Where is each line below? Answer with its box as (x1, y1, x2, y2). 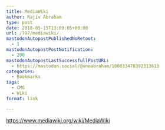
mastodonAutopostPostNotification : (6, 47, 94, 53)
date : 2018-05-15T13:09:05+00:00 (6, 25, 88, 31)
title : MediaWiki (6, 8, 49, 15)
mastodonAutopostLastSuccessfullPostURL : (6, 57, 110, 63)
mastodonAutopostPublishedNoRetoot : (6, 36, 96, 42)
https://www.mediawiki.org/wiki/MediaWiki (6, 117, 110, 124)
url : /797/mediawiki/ (6, 30, 60, 36)
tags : (6, 80, 19, 85)
